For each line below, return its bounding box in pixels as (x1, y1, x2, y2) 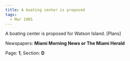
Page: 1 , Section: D (5, 50, 45, 56)
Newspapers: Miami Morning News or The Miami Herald (5, 40, 125, 46)
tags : (5, 12, 17, 17)
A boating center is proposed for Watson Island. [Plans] (5, 31, 121, 37)
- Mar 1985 (10, 17, 33, 22)
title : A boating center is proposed (5, 7, 85, 13)
